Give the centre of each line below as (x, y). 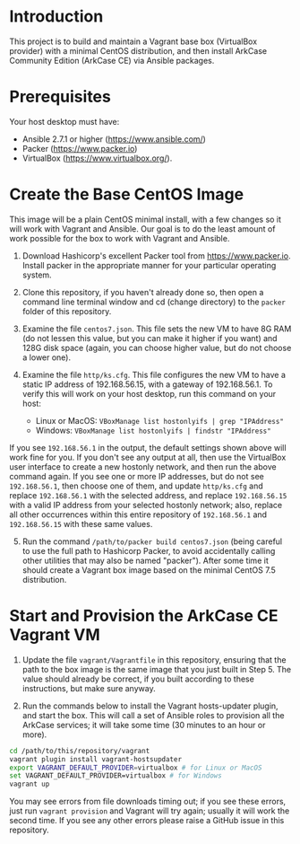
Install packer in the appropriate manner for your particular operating (149, 265)
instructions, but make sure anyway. (89, 688)
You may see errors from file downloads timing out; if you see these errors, (148, 802)
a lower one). (47, 357)
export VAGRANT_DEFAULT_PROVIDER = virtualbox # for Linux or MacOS (136, 768)
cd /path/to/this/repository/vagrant (80, 751)
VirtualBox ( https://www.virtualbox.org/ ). (97, 158)
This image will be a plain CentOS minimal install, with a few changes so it (146, 219)
